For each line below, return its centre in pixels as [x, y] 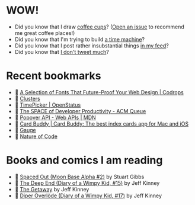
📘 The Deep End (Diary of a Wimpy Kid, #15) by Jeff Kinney [87, 183]
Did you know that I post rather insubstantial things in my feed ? [92, 46]
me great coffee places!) [45, 33]
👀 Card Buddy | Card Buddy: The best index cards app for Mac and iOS [101, 124]
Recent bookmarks [54, 76]
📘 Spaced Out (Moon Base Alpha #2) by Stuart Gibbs [79, 177]
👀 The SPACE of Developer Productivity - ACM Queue [80, 111]
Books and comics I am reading [84, 160]
